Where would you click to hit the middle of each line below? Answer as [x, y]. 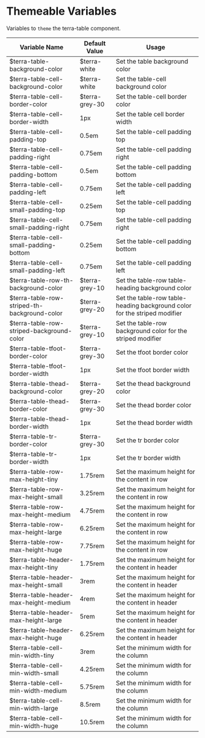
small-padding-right [39, 227]
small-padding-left [37, 270]
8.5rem [90, 704]
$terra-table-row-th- [41, 280]
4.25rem [92, 669]
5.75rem [92, 687]
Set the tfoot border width [153, 370]
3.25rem [92, 493]
